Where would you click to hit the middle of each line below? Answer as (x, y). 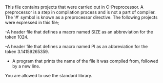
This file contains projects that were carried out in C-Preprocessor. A (74, 7)
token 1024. (17, 37)
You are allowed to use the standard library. (49, 75)
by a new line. (26, 66)
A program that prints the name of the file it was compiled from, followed (85, 61)
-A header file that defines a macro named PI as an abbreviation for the (76, 46)
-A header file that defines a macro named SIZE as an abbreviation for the (79, 32)
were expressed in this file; (32, 22)
